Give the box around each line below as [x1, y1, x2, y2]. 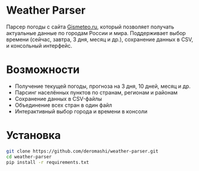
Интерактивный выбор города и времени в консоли [14, 107, 148, 115]
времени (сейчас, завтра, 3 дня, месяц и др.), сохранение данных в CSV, [6, 36, 194, 43]
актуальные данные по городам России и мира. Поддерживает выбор [6, 29, 186, 36]
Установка [6, 129, 61, 142]
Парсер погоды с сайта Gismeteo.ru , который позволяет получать [6, 23, 175, 30]
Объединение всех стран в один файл [14, 102, 112, 109]
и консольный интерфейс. [6, 42, 73, 49]
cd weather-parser [6, 154, 52, 160]
